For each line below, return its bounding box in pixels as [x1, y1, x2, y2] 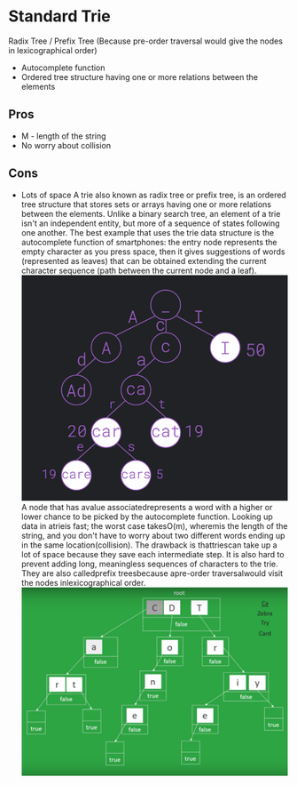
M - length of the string [20, 131, 107, 141]
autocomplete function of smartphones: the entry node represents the [20, 236, 277, 247]
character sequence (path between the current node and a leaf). [20, 265, 257, 276]
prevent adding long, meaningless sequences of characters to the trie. [20, 558, 278, 570]
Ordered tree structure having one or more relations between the [20, 71, 259, 82]
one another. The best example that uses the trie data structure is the [20, 227, 275, 237]
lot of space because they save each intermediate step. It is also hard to [20, 549, 285, 560]
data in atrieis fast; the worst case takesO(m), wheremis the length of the [20, 521, 288, 532]
